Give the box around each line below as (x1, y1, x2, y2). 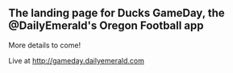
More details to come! (8, 40, 81, 50)
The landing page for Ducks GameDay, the (8, 6, 226, 20)
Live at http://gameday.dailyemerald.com (8, 55, 145, 65)
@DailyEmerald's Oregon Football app (8, 19, 204, 33)
